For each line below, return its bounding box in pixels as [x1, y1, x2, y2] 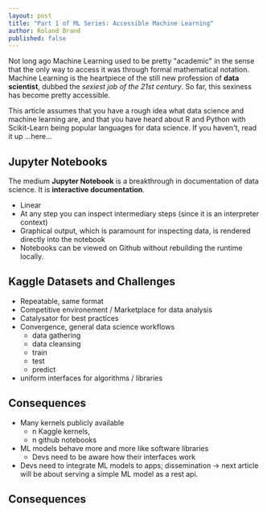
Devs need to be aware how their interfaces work [31, 452, 195, 462]
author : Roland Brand [8, 27, 81, 35]
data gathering [31, 330, 81, 340]
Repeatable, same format [19, 296, 105, 306]
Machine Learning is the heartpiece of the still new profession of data [8, 73, 240, 83]
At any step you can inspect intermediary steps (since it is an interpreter [19, 209, 260, 219]
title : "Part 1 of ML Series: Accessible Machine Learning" [8, 19, 215, 27]
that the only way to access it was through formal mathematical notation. [8, 65, 250, 75]
